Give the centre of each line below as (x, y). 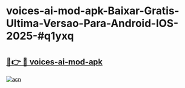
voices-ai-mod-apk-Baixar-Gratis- (93, 11)
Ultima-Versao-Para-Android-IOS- (92, 23)
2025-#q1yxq (40, 36)
